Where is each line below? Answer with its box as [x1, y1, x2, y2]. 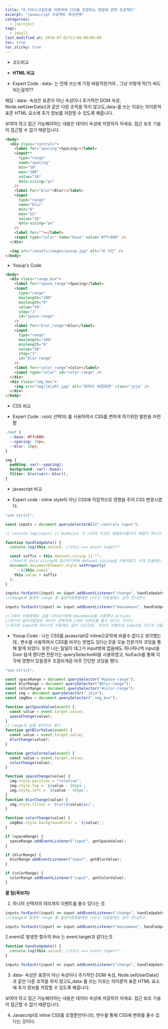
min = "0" [18, 207, 35, 212]
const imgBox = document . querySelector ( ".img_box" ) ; [5, 695, 117, 700]
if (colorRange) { [5, 871, 43, 876]
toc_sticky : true [5, 45, 41, 50]
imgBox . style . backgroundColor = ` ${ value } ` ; [9, 820, 104, 825]
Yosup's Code [12, 262, 41, 268]
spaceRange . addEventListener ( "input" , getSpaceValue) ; [9, 838, 126, 843]
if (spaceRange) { [5, 834, 43, 839]
